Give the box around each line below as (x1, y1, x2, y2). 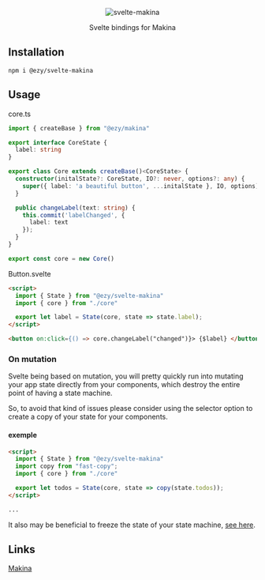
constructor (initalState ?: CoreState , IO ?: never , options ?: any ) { (15, 175, 245, 183)
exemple (8, 430, 37, 439)
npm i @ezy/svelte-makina (8, 66, 93, 74)
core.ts (8, 109, 32, 119)
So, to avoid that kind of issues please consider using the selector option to (8, 404, 253, 413)
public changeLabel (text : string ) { (15, 204, 136, 212)
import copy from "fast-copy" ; (15, 462, 118, 470)
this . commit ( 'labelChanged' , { (22, 211, 125, 219)
